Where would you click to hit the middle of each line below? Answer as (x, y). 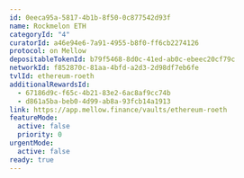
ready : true (32, 160)
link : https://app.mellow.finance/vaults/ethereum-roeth (118, 110)
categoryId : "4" (40, 34)
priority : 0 (40, 135)
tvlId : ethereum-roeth (52, 76)
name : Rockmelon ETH (48, 26)
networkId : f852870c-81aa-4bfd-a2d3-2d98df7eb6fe (104, 68)
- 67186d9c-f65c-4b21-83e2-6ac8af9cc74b (94, 93)
